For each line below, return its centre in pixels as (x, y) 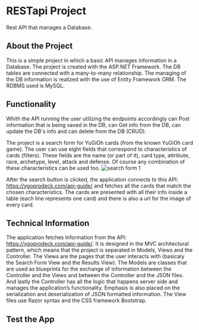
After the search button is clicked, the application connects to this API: (92, 179)
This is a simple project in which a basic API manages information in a (91, 60)
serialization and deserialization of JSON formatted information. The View (96, 294)
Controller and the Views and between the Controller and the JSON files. (95, 275)
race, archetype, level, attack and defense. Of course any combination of (96, 161)
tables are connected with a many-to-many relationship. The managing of (96, 73)
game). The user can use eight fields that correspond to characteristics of (97, 149)
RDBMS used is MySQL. (36, 85)
